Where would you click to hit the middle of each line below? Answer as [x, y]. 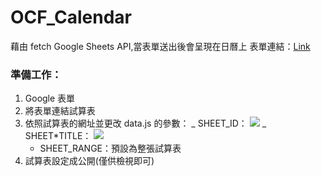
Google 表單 [50, 98]
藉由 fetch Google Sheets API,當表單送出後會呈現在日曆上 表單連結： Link [160, 46]
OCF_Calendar [71, 17]
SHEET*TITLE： [58, 136]
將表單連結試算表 [60, 111]
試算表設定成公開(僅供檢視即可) [89, 161]
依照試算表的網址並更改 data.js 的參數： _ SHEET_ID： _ [145, 123]
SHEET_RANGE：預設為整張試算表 [110, 148]
